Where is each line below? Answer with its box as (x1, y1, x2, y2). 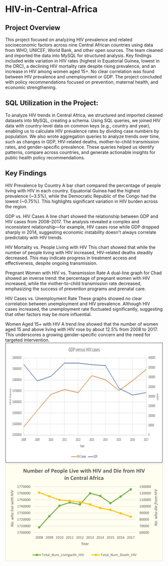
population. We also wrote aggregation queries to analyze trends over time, (5, 133, 160, 139)
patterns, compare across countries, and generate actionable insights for (5, 149, 156, 155)
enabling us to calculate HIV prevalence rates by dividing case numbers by (5, 128, 159, 134)
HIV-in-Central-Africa (5, 3, 98, 15)
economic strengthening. (5, 84, 57, 90)
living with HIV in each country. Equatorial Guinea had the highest (5, 187, 140, 193)
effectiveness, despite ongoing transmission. (5, 260, 97, 266)
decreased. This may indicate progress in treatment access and (5, 255, 136, 261)
